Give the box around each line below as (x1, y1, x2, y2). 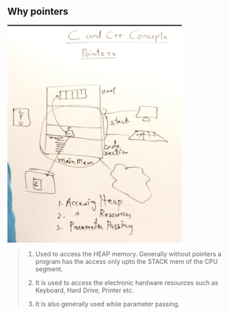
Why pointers (7, 6, 69, 18)
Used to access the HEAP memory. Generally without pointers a (35, 249, 222, 258)
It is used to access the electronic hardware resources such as (35, 278, 219, 287)
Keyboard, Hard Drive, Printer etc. (35, 286, 135, 294)
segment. (35, 265, 64, 273)
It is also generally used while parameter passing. (35, 299, 181, 308)
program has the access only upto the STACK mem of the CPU (35, 257, 218, 265)
